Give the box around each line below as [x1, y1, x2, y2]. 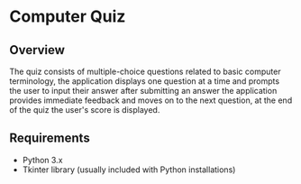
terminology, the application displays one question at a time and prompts [9, 76, 280, 87]
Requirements [9, 131, 90, 146]
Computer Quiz [9, 6, 126, 27]
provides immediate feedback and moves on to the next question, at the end [9, 95, 293, 106]
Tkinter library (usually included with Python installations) [22, 164, 236, 175]
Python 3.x [22, 154, 63, 165]
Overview [9, 42, 66, 58]
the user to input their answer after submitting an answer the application [9, 86, 278, 96]
